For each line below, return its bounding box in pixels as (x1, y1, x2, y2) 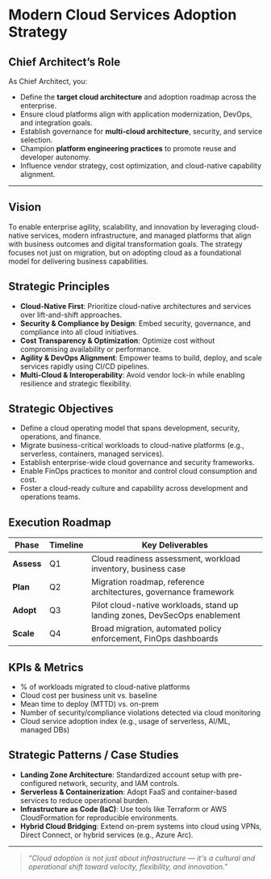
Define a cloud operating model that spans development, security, (19, 423, 240, 433)
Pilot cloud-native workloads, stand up (91, 600, 240, 611)
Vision (8, 201, 42, 214)
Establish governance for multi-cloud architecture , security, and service (19, 127, 263, 136)
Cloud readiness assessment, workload (91, 553, 240, 564)
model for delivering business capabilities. (8, 256, 149, 266)
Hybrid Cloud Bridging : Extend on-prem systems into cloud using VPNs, (19, 821, 262, 830)
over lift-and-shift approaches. (19, 310, 123, 319)
